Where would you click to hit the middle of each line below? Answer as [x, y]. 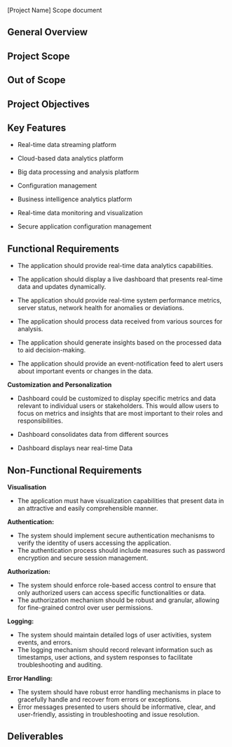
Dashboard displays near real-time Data [75, 448]
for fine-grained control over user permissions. [85, 607]
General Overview [48, 32]
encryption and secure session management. [83, 558]
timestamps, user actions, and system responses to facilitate [105, 657]
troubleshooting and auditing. [60, 665]
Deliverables [35, 737]
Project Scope [39, 56]
